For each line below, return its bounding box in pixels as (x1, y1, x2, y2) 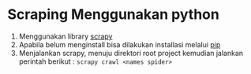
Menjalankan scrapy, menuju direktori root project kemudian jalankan (18, 48, 244, 57)
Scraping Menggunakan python (7, 6, 220, 24)
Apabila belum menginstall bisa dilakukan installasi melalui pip (18, 39, 221, 49)
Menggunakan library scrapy (18, 31, 113, 41)
